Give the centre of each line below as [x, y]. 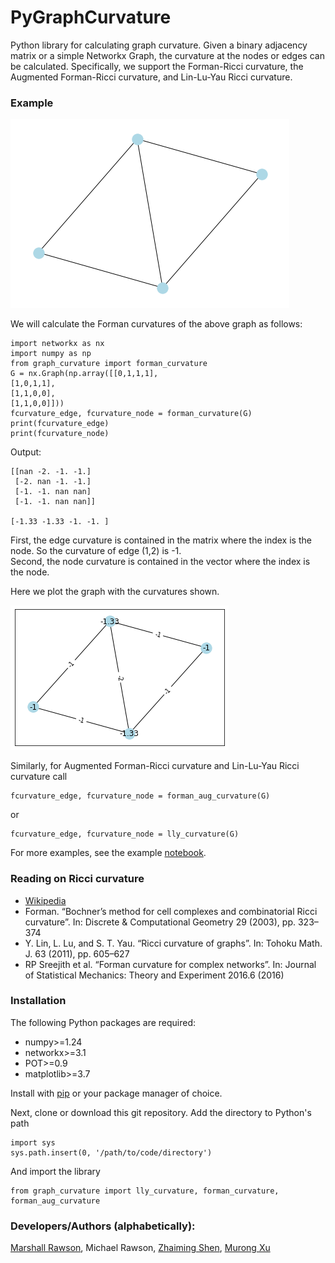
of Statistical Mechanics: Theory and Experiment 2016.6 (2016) [154, 975]
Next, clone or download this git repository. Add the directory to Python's [161, 1112]
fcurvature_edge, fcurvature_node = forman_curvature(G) [131, 414]
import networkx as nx [57, 344]
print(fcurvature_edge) [60, 424]
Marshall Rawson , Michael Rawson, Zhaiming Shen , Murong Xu [140, 1248]
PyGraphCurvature [91, 17]
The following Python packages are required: [103, 1022]
